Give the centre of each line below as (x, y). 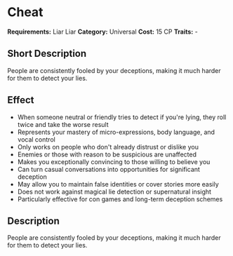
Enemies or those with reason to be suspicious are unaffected (107, 154)
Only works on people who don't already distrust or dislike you (108, 147)
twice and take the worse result (63, 124)
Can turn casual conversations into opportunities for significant (108, 169)
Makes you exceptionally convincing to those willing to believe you (114, 161)
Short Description (47, 54)
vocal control (36, 139)
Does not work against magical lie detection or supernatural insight (114, 191)
